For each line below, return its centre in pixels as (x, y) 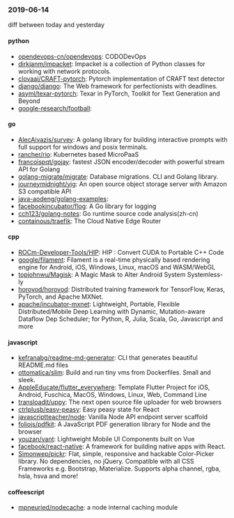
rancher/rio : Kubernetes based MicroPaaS (78, 154)
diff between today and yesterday (56, 25)
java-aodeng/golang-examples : (63, 198)
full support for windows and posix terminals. (83, 147)
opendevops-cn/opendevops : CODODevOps (82, 56)
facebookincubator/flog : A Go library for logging (87, 206)
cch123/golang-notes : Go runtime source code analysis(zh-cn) (108, 213)
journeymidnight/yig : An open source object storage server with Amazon (122, 184)
